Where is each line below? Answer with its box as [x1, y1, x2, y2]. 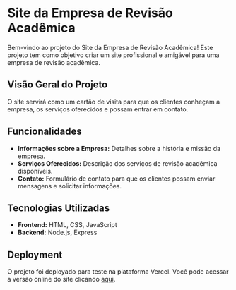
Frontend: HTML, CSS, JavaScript [17, 221, 118, 229]
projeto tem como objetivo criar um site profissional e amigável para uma [7, 51, 220, 59]
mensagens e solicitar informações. [17, 181, 122, 190]
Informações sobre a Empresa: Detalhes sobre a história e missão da [17, 144, 221, 152]
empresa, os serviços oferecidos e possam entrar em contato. [7, 104, 189, 114]
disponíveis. [17, 167, 53, 175]
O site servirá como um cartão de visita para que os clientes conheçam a [7, 97, 220, 106]
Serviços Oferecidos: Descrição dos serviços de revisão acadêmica [17, 159, 218, 167]
